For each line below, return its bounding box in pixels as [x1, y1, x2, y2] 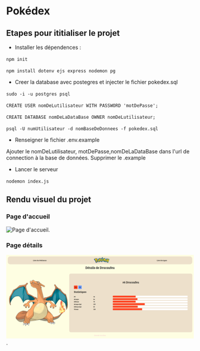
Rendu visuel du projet [6, 195, 92, 205]
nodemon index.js [6, 178, 49, 184]
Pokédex [6, 4, 51, 18]
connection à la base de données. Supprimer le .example [6, 154, 146, 161]
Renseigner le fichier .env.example [14, 136, 100, 143]
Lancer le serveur [14, 166, 58, 173]
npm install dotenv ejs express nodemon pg [6, 68, 116, 74]
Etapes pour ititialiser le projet [6, 28, 120, 38]
